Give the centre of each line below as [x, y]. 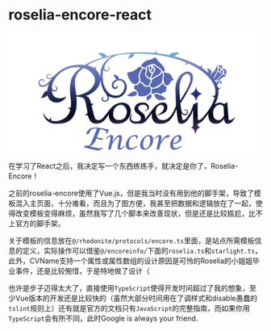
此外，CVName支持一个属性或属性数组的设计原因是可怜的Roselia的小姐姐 [131, 261]
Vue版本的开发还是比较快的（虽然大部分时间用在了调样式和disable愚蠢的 [136, 298]
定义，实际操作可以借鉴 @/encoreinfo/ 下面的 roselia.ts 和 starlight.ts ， [142, 251]
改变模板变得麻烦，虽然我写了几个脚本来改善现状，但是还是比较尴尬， [131, 214]
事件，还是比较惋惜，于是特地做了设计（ [82, 271]
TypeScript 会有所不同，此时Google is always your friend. [103, 318]
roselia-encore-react [80, 15]
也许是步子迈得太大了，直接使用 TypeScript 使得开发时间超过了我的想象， [129, 288]
